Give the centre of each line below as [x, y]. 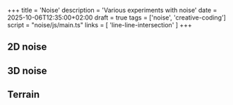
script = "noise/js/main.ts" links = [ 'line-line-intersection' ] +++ [100, 25]
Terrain [24, 95]
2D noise [27, 47]
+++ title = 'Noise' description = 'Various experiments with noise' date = [112, 10]
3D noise [27, 70]
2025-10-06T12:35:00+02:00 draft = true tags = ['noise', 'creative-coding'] [116, 17]
